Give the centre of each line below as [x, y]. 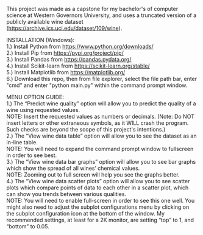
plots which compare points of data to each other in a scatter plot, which [98, 188]
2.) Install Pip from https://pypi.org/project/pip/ [65, 53]
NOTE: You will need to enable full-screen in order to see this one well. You [101, 201]
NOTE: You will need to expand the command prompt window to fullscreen [100, 149]
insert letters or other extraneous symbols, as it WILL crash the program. [98, 123]
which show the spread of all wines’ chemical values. [73, 168]
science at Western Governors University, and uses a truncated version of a [101, 15]
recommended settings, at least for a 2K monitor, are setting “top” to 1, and [100, 220]
